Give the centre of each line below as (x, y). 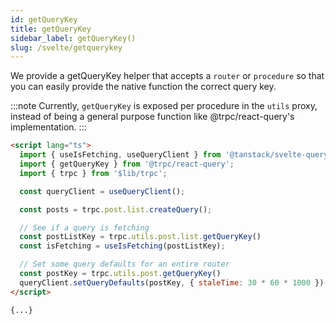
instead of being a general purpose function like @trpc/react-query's (152, 117)
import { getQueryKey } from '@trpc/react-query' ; (127, 164)
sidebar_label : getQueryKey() (73, 38)
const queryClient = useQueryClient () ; (102, 191)
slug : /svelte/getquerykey (66, 47)
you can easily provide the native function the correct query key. (143, 87)
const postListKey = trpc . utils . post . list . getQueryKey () (140, 237)
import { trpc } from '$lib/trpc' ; (93, 173)
